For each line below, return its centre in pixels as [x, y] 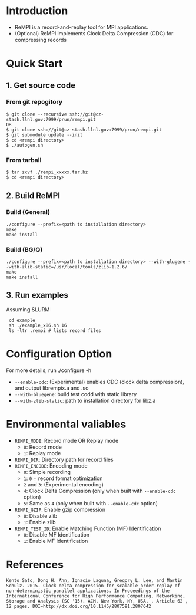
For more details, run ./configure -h [49, 370]
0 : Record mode [43, 447]
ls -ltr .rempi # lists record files [55, 330]
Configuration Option [59, 354]
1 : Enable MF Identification [56, 541]
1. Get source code [41, 85]
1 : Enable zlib [39, 522]
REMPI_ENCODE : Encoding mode [51, 466]
